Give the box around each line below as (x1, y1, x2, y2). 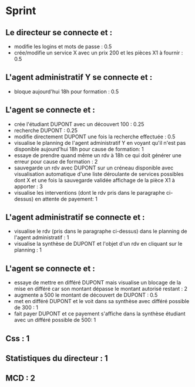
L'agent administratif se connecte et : (5, 212, 145, 222)
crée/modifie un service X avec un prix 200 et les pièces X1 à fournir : (14, 49, 183, 56)
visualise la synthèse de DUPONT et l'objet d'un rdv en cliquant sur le (14, 240, 183, 247)
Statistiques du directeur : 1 (5, 354, 108, 364)
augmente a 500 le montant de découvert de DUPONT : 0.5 (14, 291, 158, 298)
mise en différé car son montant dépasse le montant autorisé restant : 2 (14, 286, 187, 293)
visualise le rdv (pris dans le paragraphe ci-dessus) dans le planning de (14, 228, 187, 235)
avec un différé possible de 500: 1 (14, 317, 96, 324)
